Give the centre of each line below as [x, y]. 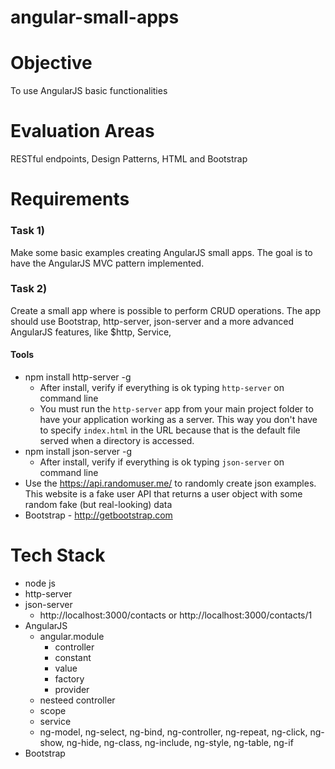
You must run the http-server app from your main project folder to [176, 409]
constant [73, 657]
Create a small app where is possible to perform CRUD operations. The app [166, 310]
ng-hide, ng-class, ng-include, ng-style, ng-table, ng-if [180, 742]
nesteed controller [77, 700]
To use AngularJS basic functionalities [89, 91]
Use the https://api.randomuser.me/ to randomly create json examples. [170, 483]
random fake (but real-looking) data [98, 505]
